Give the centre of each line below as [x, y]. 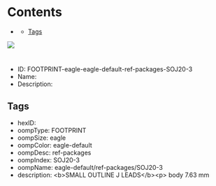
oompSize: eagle [42, 138]
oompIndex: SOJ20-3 [49, 160]
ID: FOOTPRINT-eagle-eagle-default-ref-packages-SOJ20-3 [105, 69]
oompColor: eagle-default [55, 145]
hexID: [27, 122]
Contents [35, 12]
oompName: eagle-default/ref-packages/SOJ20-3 [90, 167]
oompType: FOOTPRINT [52, 130]
